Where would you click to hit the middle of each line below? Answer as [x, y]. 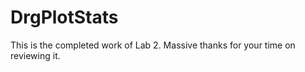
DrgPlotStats [64, 17]
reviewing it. [35, 55]
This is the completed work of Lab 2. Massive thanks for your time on [153, 45]
